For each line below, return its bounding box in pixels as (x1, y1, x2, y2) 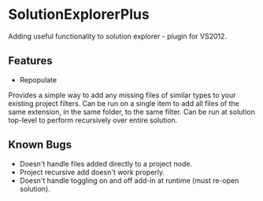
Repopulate (19, 75, 57, 84)
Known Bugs (8, 138, 72, 152)
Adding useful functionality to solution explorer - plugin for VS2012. (8, 31, 227, 41)
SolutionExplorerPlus (8, 5, 150, 24)
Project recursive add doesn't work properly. (19, 167, 165, 177)
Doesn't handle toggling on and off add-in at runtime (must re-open (19, 175, 239, 185)
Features (8, 54, 53, 68)
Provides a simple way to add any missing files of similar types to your (8, 90, 236, 100)
